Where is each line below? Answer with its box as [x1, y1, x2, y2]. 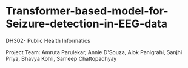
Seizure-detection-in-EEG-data [5, 17, 168, 31]
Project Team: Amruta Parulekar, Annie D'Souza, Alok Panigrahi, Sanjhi [5, 48, 183, 55]
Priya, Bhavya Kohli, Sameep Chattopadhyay [5, 55, 117, 62]
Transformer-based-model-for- [5, 4, 169, 18]
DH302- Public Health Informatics [5, 37, 90, 44]
